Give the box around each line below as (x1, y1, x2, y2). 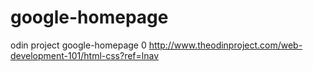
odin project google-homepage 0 (10, 39, 147, 51)
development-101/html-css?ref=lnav (10, 49, 160, 61)
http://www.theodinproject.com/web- (148, 39, 303, 51)
